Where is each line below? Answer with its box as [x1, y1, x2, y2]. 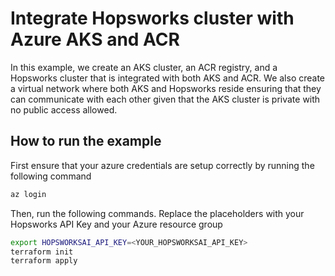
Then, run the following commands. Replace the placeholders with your [10, 207, 305, 219]
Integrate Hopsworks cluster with [10, 7, 295, 30]
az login [10, 189, 47, 199]
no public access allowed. [10, 103, 118, 116]
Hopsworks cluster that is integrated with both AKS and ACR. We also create [10, 72, 326, 84]
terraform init [10, 247, 74, 257]
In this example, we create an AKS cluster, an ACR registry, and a [10, 61, 278, 73]
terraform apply [10, 256, 78, 266]
